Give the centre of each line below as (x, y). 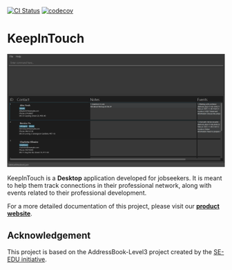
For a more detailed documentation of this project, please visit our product (113, 206)
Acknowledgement (49, 235)
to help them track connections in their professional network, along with (109, 186)
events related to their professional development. (77, 193)
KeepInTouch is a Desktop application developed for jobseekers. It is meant (115, 178)
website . (20, 213)
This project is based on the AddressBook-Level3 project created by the (110, 252)
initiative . (34, 260)
